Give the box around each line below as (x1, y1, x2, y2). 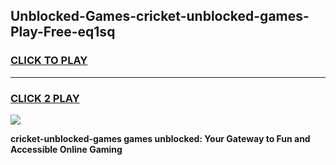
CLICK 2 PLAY (10, 91, 80, 105)
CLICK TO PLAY (10, 54, 88, 68)
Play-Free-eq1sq (10, 24, 116, 41)
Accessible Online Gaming (10, 143, 123, 155)
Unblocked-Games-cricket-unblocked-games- (10, 8, 310, 25)
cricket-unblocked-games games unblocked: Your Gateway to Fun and (10, 132, 311, 144)
